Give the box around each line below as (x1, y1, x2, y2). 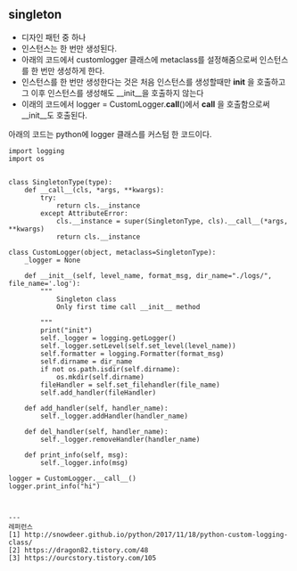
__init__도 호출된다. (21, 110, 88, 120)
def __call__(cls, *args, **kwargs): (24, 185, 165, 194)
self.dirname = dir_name (40, 356, 133, 366)
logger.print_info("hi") (8, 481, 101, 491)
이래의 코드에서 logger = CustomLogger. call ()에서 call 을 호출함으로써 (21, 98, 270, 110)
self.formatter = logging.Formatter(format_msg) (40, 349, 225, 358)
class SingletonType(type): (8, 177, 113, 186)
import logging (8, 146, 65, 155)
